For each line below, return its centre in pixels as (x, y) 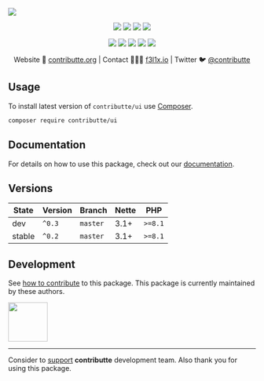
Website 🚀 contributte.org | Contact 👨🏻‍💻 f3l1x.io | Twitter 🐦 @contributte (132, 60)
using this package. (40, 368)
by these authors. (37, 292)
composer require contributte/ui (63, 120)
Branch (93, 210)
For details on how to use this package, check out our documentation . (121, 164)
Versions (31, 188)
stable (24, 237)
